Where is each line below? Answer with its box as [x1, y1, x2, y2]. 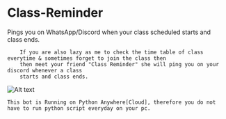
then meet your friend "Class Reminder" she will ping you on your [19, 61, 219, 68]
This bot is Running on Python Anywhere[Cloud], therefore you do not [7, 99, 216, 106]
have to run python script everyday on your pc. [7, 104, 151, 112]
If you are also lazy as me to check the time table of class [19, 49, 204, 56]
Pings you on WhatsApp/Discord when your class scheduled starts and [7, 28, 211, 36]
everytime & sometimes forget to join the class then [7, 54, 167, 62]
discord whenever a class [7, 67, 82, 74]
